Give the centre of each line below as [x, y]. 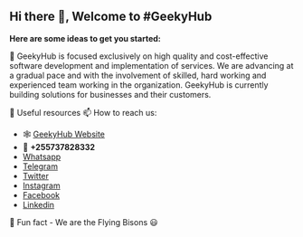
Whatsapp [42, 156]
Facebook [41, 194]
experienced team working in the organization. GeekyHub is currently [139, 85]
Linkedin [38, 204]
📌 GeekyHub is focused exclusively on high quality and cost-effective [139, 56]
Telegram [40, 166]
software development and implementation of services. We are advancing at [151, 65]
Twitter [36, 175]
